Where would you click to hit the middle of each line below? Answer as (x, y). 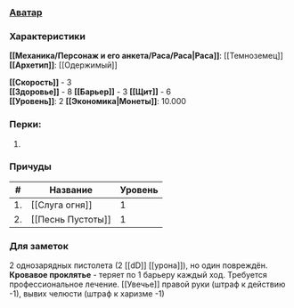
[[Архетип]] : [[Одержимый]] (63, 65)
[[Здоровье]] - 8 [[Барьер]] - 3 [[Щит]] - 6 (90, 92)
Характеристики (48, 36)
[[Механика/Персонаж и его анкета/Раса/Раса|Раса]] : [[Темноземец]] (146, 56)
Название (71, 190)
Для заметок (39, 246)
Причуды (30, 166)
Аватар (26, 12)
